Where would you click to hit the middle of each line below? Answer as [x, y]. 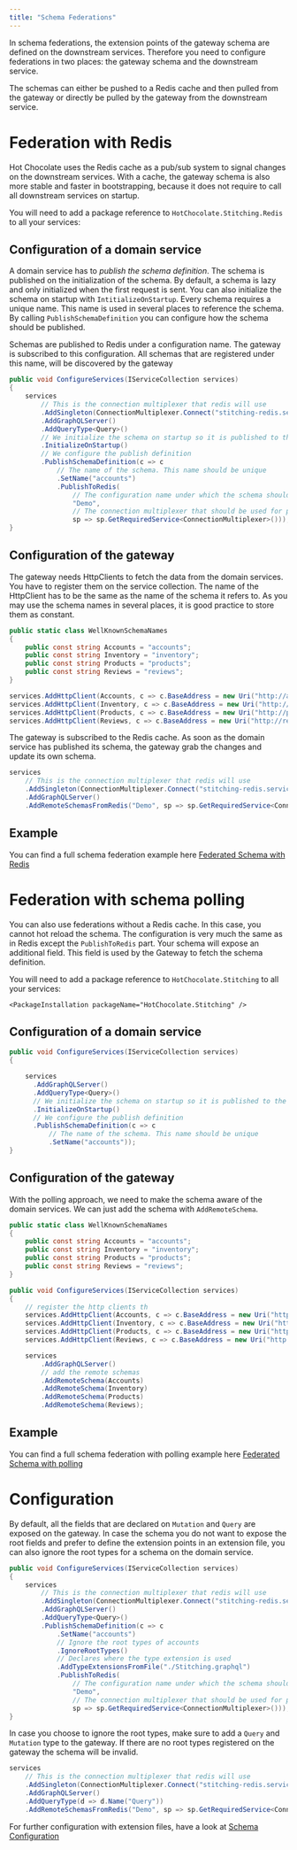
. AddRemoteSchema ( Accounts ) [92, 1381]
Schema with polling [46, 1463]
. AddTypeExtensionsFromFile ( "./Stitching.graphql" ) [153, 1667]
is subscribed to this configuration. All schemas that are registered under [142, 354]
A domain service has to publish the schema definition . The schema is [137, 271]
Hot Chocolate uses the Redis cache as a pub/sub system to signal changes [148, 167]
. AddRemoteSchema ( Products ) [92, 1397]
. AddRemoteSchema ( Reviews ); [92, 1405]
